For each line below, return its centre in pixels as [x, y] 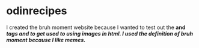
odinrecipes [37, 11]
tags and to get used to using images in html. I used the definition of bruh [100, 33]
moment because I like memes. [46, 40]
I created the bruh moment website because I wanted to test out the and [96, 27]
